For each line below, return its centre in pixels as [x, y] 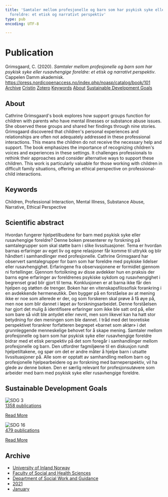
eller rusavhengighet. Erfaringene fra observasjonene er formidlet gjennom [82, 266]
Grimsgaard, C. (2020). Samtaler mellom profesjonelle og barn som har [79, 67]
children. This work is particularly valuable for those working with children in [84, 163]
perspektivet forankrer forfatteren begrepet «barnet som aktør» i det [76, 325]
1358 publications [23, 406]
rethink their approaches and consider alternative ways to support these [79, 158]
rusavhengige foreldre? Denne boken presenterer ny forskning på [73, 240]
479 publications [22, 431]
